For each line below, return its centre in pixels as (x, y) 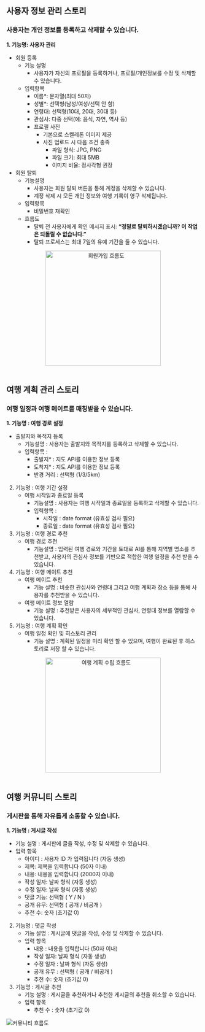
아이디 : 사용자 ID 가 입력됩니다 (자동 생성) (75, 859)
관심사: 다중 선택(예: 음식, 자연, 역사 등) (80, 119)
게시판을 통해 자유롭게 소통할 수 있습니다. (63, 816)
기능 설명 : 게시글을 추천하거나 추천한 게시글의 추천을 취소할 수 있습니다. (110, 995)
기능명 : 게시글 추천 (38, 987)
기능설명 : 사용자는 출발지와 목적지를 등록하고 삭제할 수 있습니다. (101, 444)
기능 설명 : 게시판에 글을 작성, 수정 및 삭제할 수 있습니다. (82, 844)
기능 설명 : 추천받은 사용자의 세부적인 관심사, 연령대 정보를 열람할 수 (114, 610)
